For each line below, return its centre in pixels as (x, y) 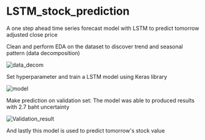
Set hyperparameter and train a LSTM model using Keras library (87, 76)
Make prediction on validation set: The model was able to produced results (100, 100)
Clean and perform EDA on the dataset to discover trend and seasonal (95, 46)
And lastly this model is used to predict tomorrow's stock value (86, 130)
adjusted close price (32, 34)
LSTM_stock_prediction (68, 11)
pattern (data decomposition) (43, 53)
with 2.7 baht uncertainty (38, 107)
